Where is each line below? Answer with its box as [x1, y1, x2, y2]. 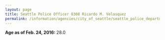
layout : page [5, 7, 32, 12]
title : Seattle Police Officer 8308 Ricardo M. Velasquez [5, 12, 126, 17]
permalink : [5, 16, 27, 21]
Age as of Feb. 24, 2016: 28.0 [5, 30, 66, 36]
